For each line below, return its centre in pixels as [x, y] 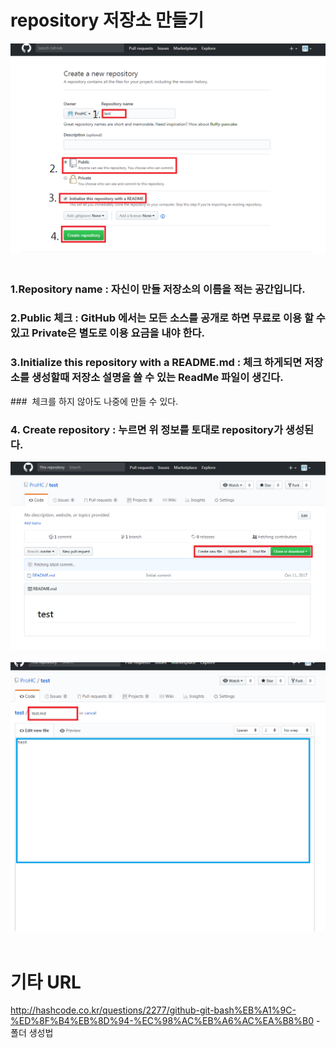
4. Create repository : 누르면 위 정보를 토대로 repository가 [146, 429]
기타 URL [46, 982]
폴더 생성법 [32, 1033]
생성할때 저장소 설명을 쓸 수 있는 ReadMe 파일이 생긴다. [157, 378]
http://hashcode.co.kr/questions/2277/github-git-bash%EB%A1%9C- [153, 1010]
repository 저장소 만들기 [107, 20]
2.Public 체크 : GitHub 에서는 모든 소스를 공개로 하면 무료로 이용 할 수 [168, 318]
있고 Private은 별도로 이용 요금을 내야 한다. [107, 333]
